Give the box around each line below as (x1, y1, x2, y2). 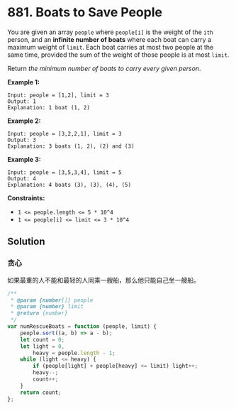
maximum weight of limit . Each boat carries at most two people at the (7, 43, 214, 51)
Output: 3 (7, 136, 37, 143)
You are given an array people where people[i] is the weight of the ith (7, 28, 214, 36)
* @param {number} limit (10, 303, 84, 310)
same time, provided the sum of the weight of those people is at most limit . (7, 50, 230, 59)
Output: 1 (7, 97, 37, 105)
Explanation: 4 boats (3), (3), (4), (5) (7, 181, 132, 188)
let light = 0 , (20, 342, 65, 350)
